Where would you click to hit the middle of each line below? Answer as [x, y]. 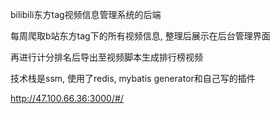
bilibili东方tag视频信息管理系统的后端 [86, 14]
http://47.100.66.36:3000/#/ [67, 98]
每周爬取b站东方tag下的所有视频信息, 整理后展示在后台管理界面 [140, 36]
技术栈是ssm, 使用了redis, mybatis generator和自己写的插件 [133, 78]
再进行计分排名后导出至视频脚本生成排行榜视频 [106, 57]
